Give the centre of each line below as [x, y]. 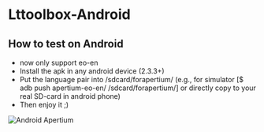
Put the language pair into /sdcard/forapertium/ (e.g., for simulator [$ [132, 79]
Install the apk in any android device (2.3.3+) [92, 71]
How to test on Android [66, 44]
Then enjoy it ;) [44, 105]
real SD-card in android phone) [70, 96]
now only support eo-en [59, 62]
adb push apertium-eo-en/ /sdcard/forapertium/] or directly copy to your [138, 88]
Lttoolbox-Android [70, 15]
